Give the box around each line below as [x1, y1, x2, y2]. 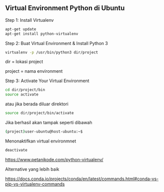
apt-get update [5, 27, 37, 32]
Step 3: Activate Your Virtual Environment [5, 78, 90, 84]
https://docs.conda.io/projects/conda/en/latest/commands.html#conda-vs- [5, 176, 159, 182]
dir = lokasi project [5, 59, 43, 65]
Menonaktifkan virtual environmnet [5, 138, 77, 144]
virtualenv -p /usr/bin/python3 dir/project [5, 49, 98, 55]
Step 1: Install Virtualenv [5, 17, 54, 23]
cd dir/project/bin [5, 88, 45, 93]
